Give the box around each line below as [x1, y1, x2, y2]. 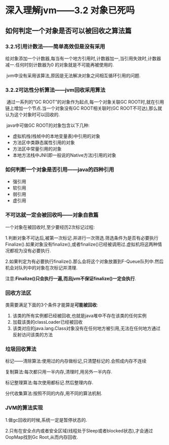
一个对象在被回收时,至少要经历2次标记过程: [5, 224, 95, 230]
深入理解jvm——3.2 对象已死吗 [5, 5, 135, 16]
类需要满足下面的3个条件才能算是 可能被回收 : [5, 302, 98, 308]
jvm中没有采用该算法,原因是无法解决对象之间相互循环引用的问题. [6, 72, 141, 79]
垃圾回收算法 [5, 346, 37, 353]
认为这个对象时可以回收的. [5, 112, 60, 118]
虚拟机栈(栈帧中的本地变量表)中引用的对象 [12, 133, 101, 140]
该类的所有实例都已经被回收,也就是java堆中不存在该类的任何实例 [12, 313, 147, 319]
